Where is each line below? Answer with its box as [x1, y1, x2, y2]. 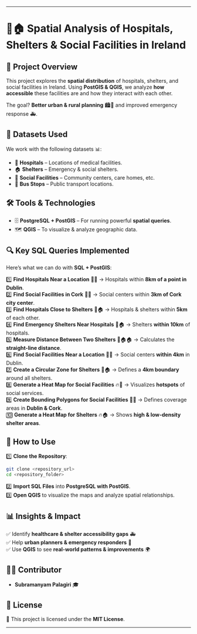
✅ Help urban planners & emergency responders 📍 [6, 538, 132, 546]
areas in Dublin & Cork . [6, 404, 63, 412]
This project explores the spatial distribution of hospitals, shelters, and [6, 77, 179, 84]
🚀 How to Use [6, 437, 56, 447]
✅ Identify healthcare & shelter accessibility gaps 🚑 [6, 530, 136, 537]
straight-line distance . [6, 345, 62, 352]
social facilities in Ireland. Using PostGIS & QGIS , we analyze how [6, 83, 165, 90]
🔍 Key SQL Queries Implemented [6, 246, 130, 256]
